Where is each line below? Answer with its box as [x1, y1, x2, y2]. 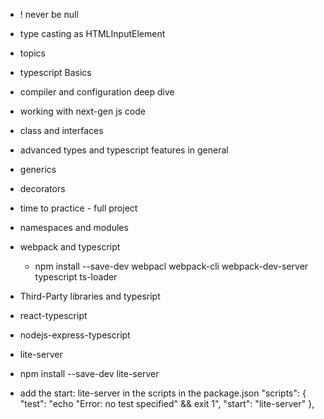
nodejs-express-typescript [19, 329, 131, 341]
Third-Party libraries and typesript [19, 290, 161, 302]
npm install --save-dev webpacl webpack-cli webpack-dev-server [34, 260, 309, 272]
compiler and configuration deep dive [19, 86, 175, 98]
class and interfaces [19, 125, 104, 136]
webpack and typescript [19, 241, 121, 253]
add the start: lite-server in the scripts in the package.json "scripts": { [19, 387, 307, 399]
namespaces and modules [19, 222, 129, 233]
